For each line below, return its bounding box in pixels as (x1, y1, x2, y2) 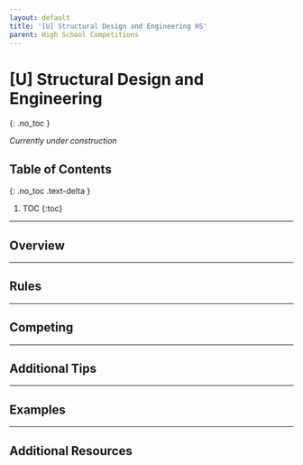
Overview (9, 237, 66, 253)
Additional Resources (9, 443, 133, 459)
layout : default (9, 13, 70, 23)
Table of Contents (9, 162, 113, 177)
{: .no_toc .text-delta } (9, 186, 91, 197)
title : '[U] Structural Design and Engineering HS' (9, 22, 207, 31)
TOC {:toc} (22, 203, 63, 214)
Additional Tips (9, 360, 97, 376)
